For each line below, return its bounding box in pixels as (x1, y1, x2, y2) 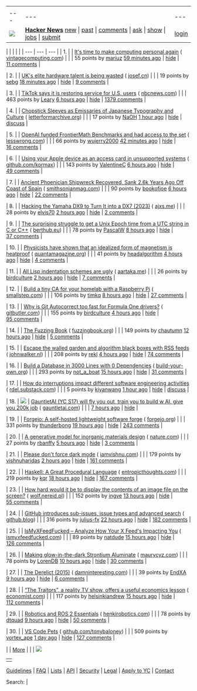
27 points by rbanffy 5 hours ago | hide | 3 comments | (6, 439, 138, 446)
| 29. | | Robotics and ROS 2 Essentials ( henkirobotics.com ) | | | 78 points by (6, 610, 191, 617)
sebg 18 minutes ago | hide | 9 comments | (6, 79, 109, 85)
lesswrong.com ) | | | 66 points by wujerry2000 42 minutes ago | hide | (6, 137, 176, 144)
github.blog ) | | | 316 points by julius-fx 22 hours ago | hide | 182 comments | (6, 516, 191, 523)
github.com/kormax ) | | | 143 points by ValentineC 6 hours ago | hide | (6, 161, 175, 168)
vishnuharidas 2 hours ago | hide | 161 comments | (6, 457, 128, 464)
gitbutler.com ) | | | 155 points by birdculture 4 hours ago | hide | (6, 309, 159, 316)
